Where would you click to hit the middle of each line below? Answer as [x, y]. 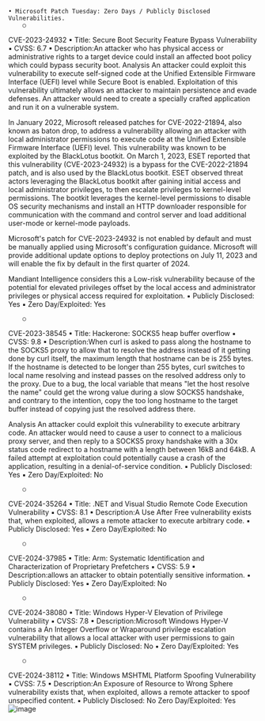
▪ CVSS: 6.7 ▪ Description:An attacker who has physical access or [116, 48]
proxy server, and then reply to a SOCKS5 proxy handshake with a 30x [123, 441]
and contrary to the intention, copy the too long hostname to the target [123, 400]
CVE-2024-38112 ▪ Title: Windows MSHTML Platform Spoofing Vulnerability [132, 675]
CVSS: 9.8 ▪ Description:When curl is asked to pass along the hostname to [130, 342]
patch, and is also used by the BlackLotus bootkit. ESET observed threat [126, 173]
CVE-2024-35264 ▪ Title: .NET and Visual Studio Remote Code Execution [128, 504]
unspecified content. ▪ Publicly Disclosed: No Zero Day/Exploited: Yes [122, 700]
